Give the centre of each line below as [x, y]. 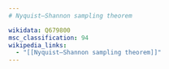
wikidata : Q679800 [39, 30]
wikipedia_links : [38, 45]
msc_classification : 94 [49, 38]
